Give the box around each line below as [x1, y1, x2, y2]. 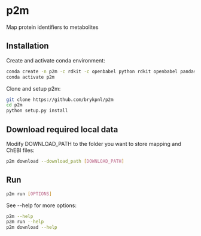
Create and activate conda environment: [6, 56, 106, 64]
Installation [6, 41, 49, 51]
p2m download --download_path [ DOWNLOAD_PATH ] [6, 158, 124, 164]
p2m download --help [6, 225, 58, 231]
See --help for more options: [6, 202, 77, 209]
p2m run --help [6, 219, 44, 225]
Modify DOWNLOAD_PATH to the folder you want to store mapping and [6, 140, 181, 147]
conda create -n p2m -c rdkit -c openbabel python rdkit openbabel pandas [6, 68, 197, 74]
